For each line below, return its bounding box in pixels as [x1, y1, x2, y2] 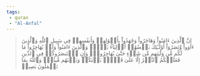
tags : [6, 9, 20, 15]
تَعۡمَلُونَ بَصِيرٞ [21, 63, 58, 70]
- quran [9, 15, 29, 21]
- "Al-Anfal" [9, 20, 43, 26]
